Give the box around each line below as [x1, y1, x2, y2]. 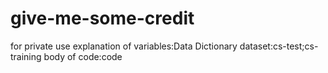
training [10, 50, 42, 62]
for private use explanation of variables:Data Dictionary [10, 40, 238, 52]
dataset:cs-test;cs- [239, 40, 319, 52]
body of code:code [43, 50, 123, 62]
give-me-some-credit [10, 7, 195, 30]
